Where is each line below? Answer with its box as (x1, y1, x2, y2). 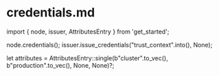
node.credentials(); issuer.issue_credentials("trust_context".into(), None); (6, 40, 213, 49)
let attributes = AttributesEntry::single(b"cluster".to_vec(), (6, 53, 169, 62)
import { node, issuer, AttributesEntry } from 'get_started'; (6, 27, 170, 36)
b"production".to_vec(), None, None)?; (6, 61, 115, 69)
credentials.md (6, 5, 95, 21)
